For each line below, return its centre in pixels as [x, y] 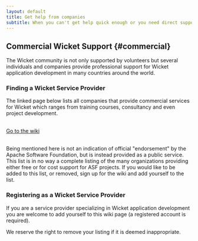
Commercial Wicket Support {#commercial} [88, 46]
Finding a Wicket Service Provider [56, 88]
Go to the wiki [23, 131]
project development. [32, 113]
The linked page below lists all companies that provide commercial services [98, 101]
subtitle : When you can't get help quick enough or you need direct [92, 22]
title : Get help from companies [46, 17]
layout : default [26, 11]
